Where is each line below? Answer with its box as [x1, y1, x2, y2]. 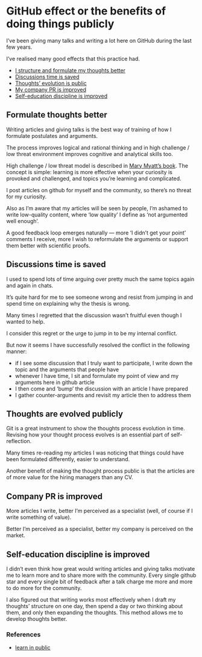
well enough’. [6, 217, 39, 224]
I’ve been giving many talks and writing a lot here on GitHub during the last [6, 37, 192, 44]
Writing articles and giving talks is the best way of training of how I [6, 125, 172, 133]
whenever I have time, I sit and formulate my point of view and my [14, 372, 179, 379]
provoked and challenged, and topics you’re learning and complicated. [6, 175, 182, 182]
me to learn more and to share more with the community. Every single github [6, 571, 197, 579]
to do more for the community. [6, 585, 82, 591]
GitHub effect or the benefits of [6, 4, 166, 18]
